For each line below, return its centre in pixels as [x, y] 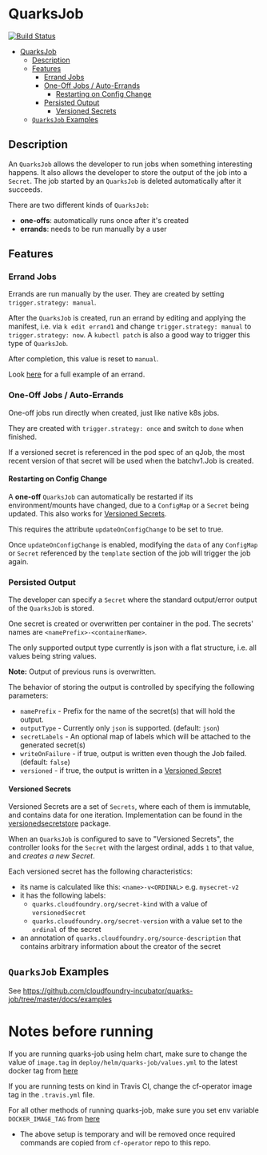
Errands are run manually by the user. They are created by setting [116, 294]
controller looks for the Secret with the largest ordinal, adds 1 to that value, [131, 847]
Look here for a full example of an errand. [77, 374]
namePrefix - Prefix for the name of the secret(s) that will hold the [128, 711]
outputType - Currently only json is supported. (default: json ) [120, 728]
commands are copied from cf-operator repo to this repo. [115, 1143]
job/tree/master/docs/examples [60, 999]
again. [19, 561]
